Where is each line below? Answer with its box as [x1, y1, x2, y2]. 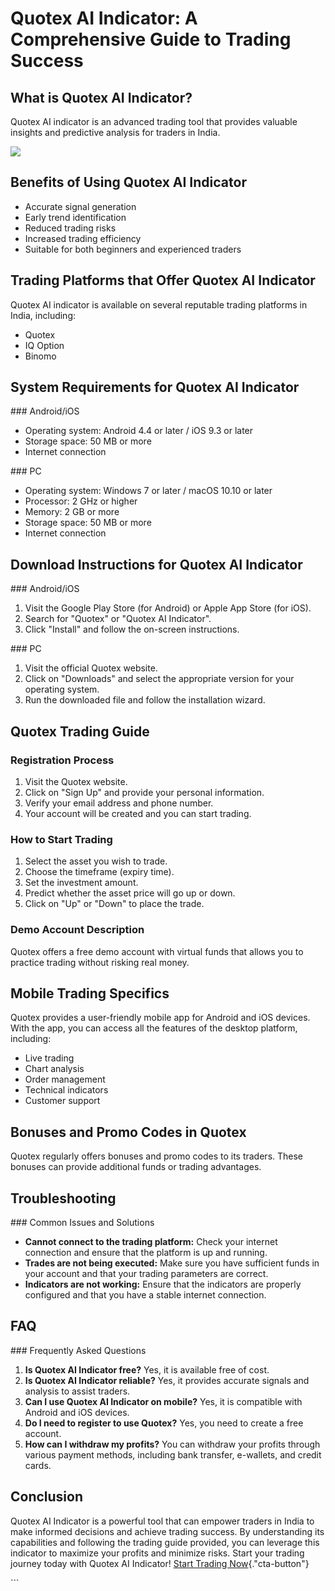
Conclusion [10, 1488, 84, 1506]
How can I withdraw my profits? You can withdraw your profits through [24, 1438, 321, 1450]
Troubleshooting [10, 1190, 117, 1207]
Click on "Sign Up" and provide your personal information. [24, 786, 265, 798]
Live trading [24, 1052, 75, 1064]
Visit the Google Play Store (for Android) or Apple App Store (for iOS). [24, 602, 312, 614]
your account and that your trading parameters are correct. [24, 1267, 269, 1279]
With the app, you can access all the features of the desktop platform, [10, 1022, 298, 1034]
